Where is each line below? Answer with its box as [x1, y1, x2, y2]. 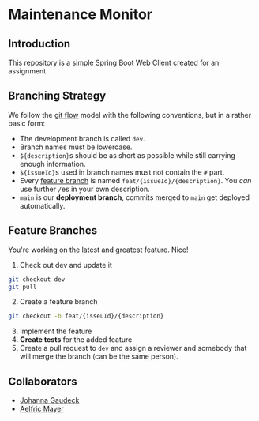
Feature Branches [8, 224, 98, 238]
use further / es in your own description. [19, 184, 150, 194]
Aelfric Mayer [19, 404, 65, 414]
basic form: [8, 118, 46, 128]
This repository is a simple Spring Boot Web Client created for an [8, 58, 220, 67]
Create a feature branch [19, 297, 98, 306]
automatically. [19, 201, 66, 210]
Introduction [8, 37, 71, 51]
